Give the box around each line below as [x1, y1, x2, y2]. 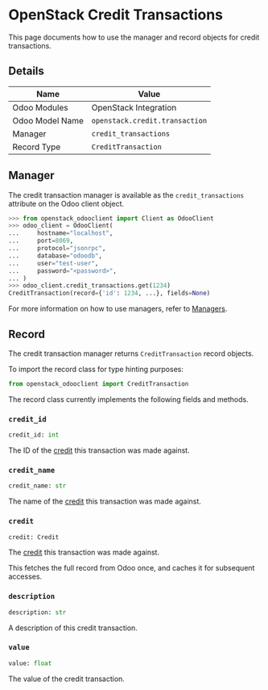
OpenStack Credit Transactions [8, 6, 224, 24]
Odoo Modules [12, 102, 68, 113]
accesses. [8, 571, 43, 582]
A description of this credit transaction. [8, 623, 138, 633]
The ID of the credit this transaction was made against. [8, 445, 191, 455]
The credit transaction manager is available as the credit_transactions [8, 190, 245, 199]
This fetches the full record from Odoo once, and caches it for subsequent [8, 563, 255, 573]
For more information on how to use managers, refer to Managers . [8, 304, 228, 314]
